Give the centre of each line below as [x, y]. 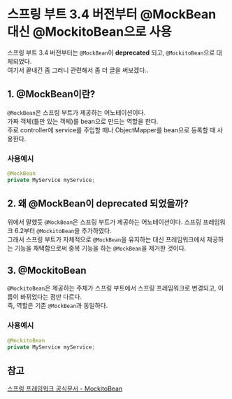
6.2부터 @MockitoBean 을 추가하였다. [63, 230]
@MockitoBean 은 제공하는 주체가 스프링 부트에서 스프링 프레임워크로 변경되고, [112, 288]
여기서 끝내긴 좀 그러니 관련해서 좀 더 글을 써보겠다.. [78, 70]
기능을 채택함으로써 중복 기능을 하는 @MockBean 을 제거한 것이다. [100, 248]
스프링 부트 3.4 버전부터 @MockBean [112, 14]
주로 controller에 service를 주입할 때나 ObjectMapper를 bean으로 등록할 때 [111, 129]
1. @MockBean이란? [51, 94]
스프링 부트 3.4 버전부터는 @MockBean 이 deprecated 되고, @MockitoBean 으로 [111, 52]
